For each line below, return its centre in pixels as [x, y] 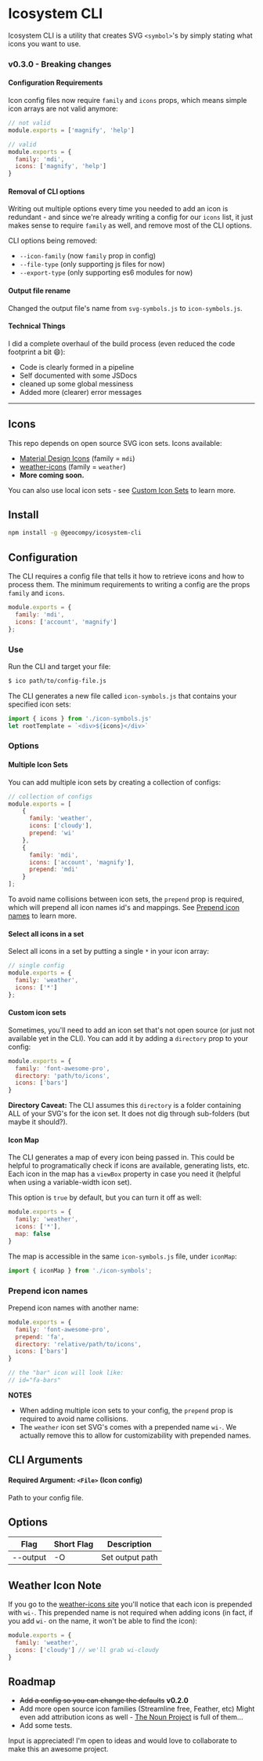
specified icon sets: [40, 704]
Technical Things [37, 326]
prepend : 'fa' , [40, 1337]
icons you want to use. [45, 43]
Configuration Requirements [56, 82]
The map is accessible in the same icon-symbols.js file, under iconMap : [122, 1256]
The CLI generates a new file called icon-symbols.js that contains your [122, 696]
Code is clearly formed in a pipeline [77, 367]
